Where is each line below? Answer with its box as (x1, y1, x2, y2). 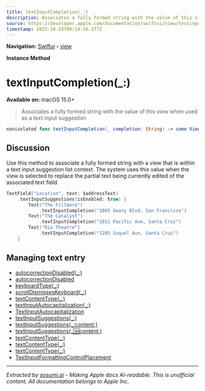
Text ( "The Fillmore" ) (28, 202, 84, 208)
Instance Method (6, 54, 51, 62)
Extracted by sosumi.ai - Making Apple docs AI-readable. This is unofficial (6, 371, 194, 378)
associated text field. (6, 178, 59, 186)
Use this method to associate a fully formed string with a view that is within (6, 159, 195, 167)
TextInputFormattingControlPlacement (15, 353, 112, 361)
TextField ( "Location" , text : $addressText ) (6, 190, 119, 196)
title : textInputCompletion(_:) (6, 9, 88, 15)
